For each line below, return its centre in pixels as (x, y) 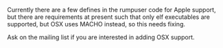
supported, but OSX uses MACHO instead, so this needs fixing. (96, 24)
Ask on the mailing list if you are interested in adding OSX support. (101, 37)
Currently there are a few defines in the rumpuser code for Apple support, (111, 10)
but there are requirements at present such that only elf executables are (109, 17)
